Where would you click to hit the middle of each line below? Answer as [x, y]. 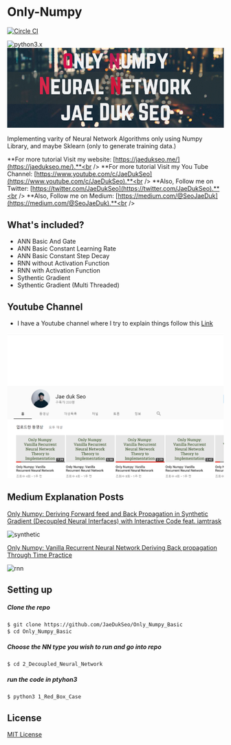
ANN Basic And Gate [46, 242]
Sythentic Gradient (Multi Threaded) [68, 285]
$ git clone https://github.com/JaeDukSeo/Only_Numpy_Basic [95, 625]
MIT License [25, 734]
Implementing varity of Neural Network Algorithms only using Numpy [105, 139]
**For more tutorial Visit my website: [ [61, 159]
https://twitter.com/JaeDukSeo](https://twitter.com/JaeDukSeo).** [126, 189]
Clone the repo [29, 607]
